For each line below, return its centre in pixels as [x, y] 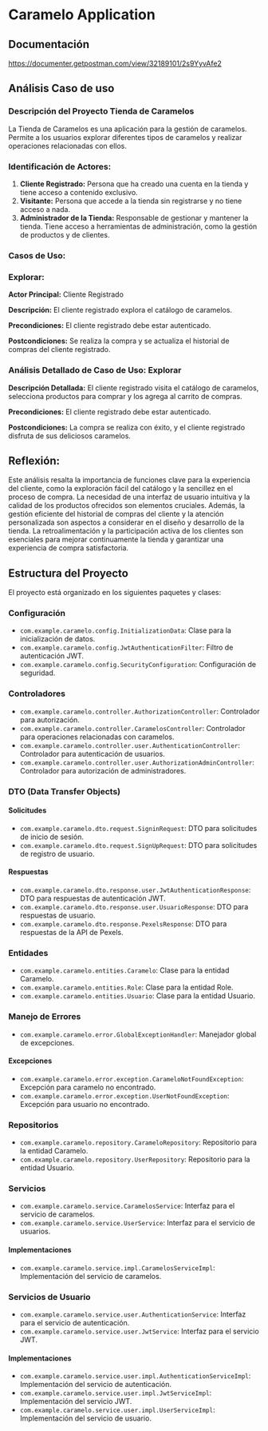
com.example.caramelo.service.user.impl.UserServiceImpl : [117, 1410]
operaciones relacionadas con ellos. [68, 146]
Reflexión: [34, 460]
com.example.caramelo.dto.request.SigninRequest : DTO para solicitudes [138, 828]
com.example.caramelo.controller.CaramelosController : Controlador [132, 728]
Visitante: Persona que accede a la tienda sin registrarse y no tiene [131, 201]
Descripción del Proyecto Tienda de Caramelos [101, 111]
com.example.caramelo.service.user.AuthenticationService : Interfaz [133, 1314]
